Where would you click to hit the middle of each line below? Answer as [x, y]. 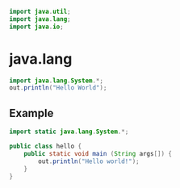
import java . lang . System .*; [57, 81]
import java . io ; [36, 27]
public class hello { [46, 146]
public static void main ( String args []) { [98, 153]
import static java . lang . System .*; [69, 132]
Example [31, 113]
